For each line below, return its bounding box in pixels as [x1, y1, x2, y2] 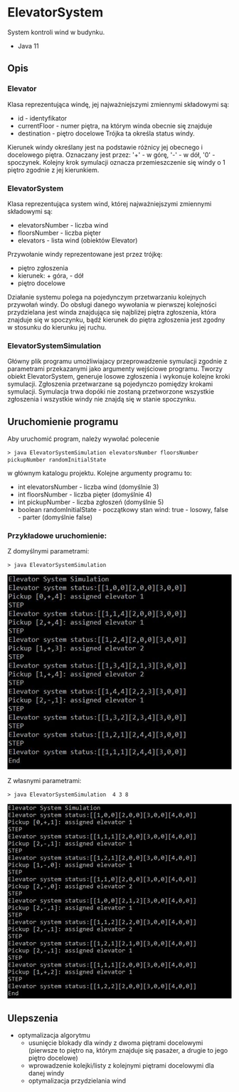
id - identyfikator [17, 113, 68, 122]
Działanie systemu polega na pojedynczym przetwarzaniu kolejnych [7, 292, 206, 301]
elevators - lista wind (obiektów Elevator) [17, 236, 138, 245]
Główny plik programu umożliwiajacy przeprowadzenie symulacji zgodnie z [7, 357, 228, 366]
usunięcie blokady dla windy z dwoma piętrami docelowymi [28, 1039, 203, 1047]
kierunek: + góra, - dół [17, 271, 84, 280]
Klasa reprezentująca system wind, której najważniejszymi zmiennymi [7, 199, 212, 208]
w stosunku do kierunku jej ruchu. [7, 322, 107, 332]
